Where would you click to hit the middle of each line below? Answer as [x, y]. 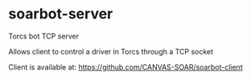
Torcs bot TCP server [43, 36]
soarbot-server [61, 14]
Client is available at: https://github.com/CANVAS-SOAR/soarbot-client [125, 67]
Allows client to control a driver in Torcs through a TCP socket [111, 51]
